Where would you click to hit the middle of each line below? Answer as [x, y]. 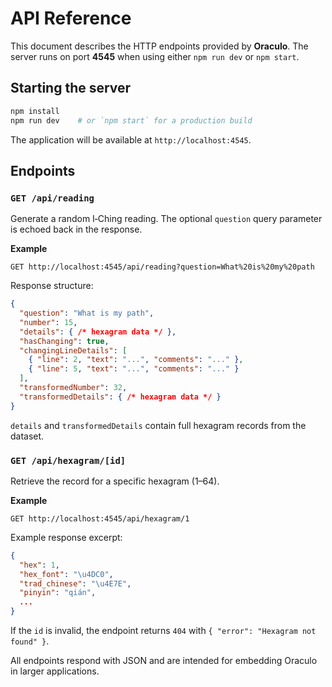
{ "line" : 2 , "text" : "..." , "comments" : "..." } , [136, 360]
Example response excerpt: [66, 537]
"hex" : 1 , [39, 565]
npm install [35, 111]
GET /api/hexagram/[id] [68, 460]
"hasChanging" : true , [64, 341]
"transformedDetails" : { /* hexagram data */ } [120, 397]
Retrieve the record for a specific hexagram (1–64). [115, 481]
